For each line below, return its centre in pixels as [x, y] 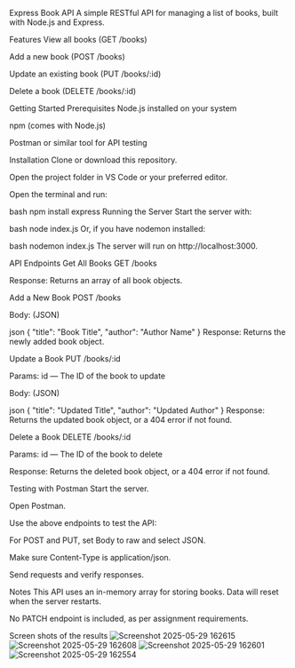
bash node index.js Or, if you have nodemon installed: [108, 229]
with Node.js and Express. [57, 22]
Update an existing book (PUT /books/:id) [85, 74]
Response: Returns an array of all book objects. [96, 280]
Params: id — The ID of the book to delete [86, 454]
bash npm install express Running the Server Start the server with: [131, 211]
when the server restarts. [56, 601]
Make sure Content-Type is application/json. [90, 557]
